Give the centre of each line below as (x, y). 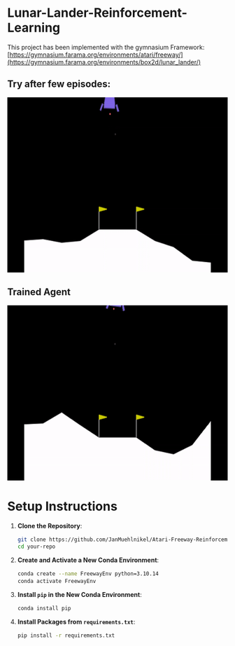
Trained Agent (39, 292)
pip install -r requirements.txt (66, 635)
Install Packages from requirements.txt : (76, 621)
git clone (32, 540)
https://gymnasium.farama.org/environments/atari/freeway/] (96, 55)
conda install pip (44, 608)
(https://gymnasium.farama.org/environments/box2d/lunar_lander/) (104, 62)
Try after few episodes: (59, 84)
